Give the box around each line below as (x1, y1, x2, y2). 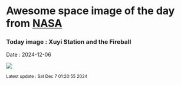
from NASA (6, 17, 62, 30)
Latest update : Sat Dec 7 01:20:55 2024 (6, 74, 88, 80)
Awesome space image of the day (6, 4, 175, 18)
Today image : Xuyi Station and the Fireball (6, 38, 131, 46)
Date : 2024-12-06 (6, 51, 51, 58)
